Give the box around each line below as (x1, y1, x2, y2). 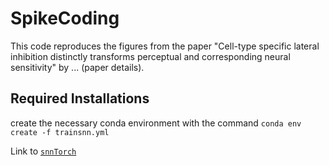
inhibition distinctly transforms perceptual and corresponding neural (10, 50, 291, 62)
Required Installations (10, 90, 150, 107)
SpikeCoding (10, 7, 120, 30)
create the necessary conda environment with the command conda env (10, 117, 302, 129)
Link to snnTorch (10, 145, 77, 157)
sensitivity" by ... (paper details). (10, 61, 145, 73)
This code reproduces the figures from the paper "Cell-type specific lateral (10, 40, 320, 52)
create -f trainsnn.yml (10, 127, 110, 137)
